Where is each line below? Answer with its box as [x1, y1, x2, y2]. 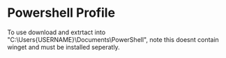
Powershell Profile [7, 5, 116, 21]
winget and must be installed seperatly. [7, 43, 120, 51]
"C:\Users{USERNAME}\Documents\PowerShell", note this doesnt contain [7, 35, 220, 43]
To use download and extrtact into [7, 28, 106, 36]
